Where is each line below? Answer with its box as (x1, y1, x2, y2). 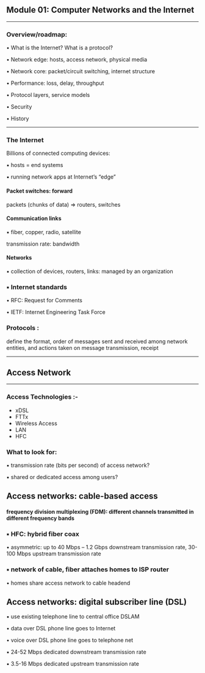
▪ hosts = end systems (6, 162, 63, 169)
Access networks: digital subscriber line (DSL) (6, 597, 187, 607)
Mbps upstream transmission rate (16, 550, 102, 557)
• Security (6, 103, 32, 110)
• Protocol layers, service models (6, 91, 90, 99)
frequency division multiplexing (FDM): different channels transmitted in (6, 508, 194, 515)
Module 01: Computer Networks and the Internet (6, 5, 195, 15)
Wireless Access (15, 419, 58, 427)
